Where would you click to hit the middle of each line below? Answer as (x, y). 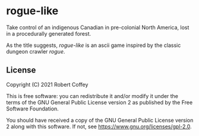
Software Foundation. (33, 109)
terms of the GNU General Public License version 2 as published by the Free (99, 102)
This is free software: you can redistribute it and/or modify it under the (92, 96)
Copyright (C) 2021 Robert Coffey (47, 84)
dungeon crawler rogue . (36, 51)
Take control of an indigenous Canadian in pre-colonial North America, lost (98, 27)
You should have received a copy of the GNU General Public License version (100, 120)
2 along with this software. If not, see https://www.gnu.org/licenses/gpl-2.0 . (99, 126)
